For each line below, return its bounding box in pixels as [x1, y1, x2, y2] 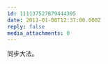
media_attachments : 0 [7, 29, 70, 37]
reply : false [7, 23, 45, 30]
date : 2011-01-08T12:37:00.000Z [7, 17, 101, 24]
